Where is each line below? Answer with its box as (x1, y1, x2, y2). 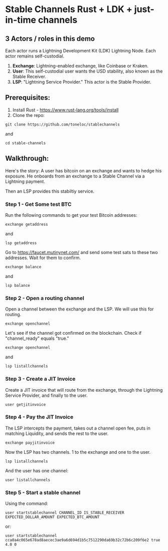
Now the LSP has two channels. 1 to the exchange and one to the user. (5, 449, 151, 455)
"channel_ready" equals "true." (5, 335, 69, 341)
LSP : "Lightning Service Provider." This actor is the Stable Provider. (12, 79, 151, 85)
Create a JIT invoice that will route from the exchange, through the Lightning (5, 387, 163, 393)
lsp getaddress (5, 240, 37, 246)
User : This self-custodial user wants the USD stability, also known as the (12, 68, 163, 74)
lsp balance (5, 283, 30, 288)
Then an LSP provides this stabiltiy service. (5, 188, 94, 194)
